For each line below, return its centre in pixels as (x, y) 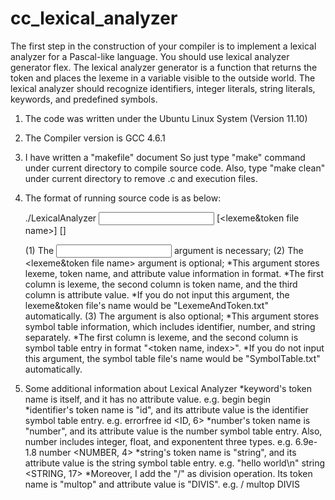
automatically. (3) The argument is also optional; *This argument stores (172, 316)
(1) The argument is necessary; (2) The (164, 250)
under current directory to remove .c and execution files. (141, 178)
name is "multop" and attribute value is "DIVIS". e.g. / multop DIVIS (162, 484)
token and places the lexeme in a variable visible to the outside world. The (163, 78)
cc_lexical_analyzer (94, 18)
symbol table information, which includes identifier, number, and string (170, 326)
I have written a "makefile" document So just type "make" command (165, 157)
